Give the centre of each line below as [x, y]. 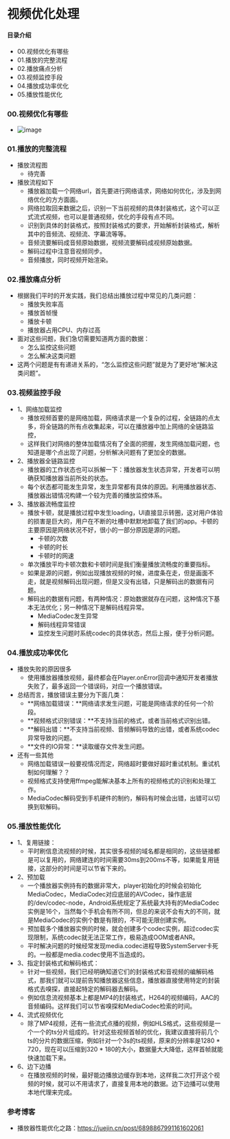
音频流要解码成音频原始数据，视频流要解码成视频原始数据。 [112, 243]
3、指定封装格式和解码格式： [58, 963]
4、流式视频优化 [40, 1015]
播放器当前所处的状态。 [79, 478]
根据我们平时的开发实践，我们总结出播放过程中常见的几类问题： [107, 296]
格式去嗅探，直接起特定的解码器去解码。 [84, 989]
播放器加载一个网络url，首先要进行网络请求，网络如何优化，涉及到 [121, 191]
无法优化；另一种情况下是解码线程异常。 [91, 607]
